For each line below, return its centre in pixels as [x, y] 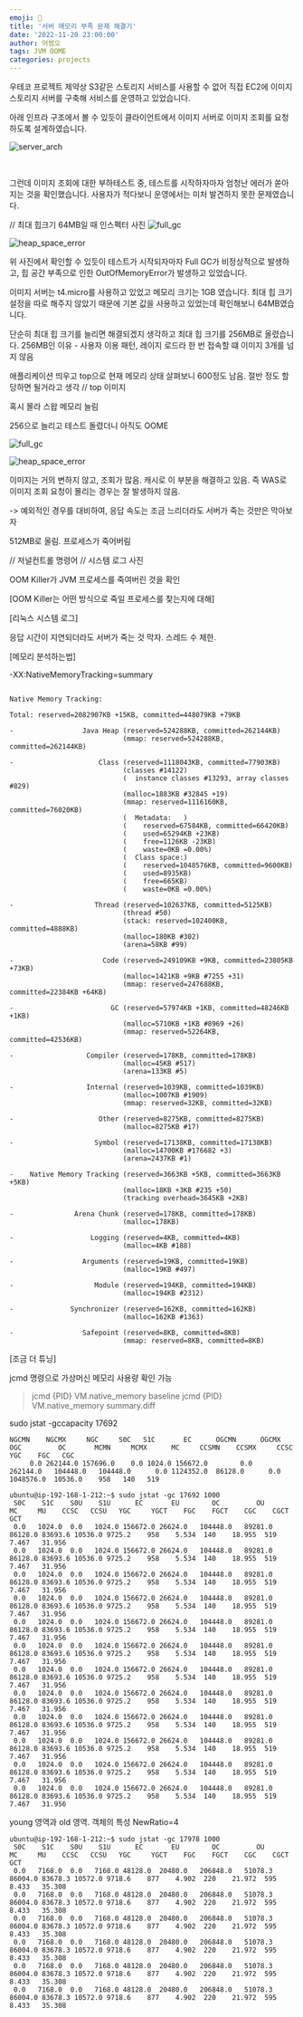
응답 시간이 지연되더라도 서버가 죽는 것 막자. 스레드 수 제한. [113, 637]
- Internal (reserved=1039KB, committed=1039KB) [137, 1087]
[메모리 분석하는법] [43, 656]
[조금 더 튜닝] [33, 1358]
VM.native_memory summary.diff [93, 1405]
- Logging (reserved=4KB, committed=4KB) [125, 1238]
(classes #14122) [155, 770]
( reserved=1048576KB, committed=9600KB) [208, 865]
